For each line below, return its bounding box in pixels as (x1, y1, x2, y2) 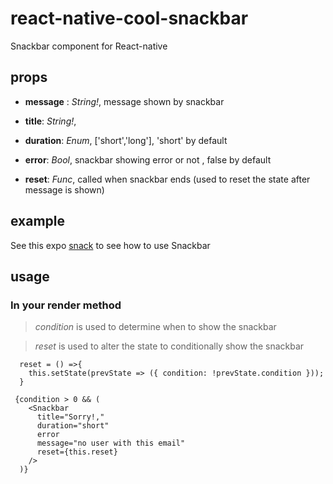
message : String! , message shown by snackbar (24, 95, 225, 107)
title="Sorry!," (36, 412, 105, 422)
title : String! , (24, 115, 77, 127)
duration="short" (36, 421, 110, 431)
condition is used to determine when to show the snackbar (34, 321, 277, 333)
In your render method (10, 298, 122, 312)
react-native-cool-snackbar (10, 7, 249, 30)
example (10, 213, 66, 230)
